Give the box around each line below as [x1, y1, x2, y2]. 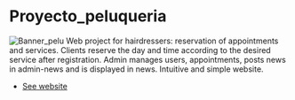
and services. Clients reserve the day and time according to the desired [9, 44, 271, 55]
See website [21, 81, 68, 91]
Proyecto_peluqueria [9, 6, 167, 27]
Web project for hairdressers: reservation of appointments [66, 35, 279, 46]
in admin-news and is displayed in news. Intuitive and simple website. [9, 64, 264, 74]
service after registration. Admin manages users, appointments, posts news [9, 54, 286, 65]
